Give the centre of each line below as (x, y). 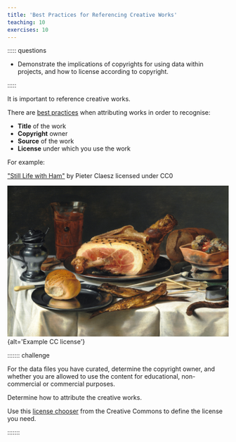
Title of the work (42, 126)
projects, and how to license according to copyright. (93, 72)
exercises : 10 (28, 30)
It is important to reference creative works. (69, 99)
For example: (26, 163)
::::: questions (27, 51)
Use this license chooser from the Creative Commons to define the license (115, 411)
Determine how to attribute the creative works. (75, 397)
